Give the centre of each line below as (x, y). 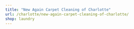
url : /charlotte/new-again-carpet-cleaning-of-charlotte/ (67, 14)
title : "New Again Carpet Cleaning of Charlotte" (58, 10)
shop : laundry (20, 19)
